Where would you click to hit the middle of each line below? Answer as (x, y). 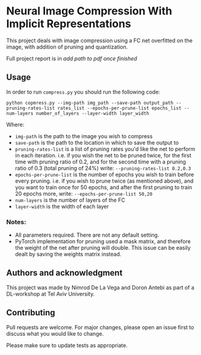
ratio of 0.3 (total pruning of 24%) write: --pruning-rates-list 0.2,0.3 (103, 168)
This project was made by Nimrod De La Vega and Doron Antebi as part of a (100, 287)
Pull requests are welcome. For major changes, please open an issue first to (100, 327)
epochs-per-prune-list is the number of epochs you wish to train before (104, 174)
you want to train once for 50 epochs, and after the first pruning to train (104, 187)
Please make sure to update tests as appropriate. (67, 345)
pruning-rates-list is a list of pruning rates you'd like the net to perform (105, 149)
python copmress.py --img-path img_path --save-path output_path (90, 103)
